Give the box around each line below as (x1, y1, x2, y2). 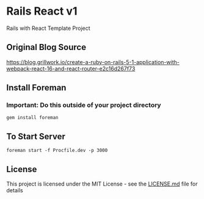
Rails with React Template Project (6, 24, 90, 32)
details (6, 187, 23, 194)
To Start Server (6, 131, 66, 142)
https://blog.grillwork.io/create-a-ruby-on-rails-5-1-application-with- (6, 58, 180, 65)
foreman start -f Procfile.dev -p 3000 (6, 148, 108, 154)
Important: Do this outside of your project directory (6, 101, 161, 109)
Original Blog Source (6, 42, 87, 52)
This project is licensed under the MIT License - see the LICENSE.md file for (6, 180, 198, 187)
